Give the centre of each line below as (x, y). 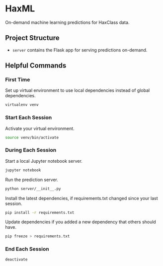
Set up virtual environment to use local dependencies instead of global (78, 90)
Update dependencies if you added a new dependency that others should (81, 222)
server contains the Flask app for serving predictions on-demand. (80, 50)
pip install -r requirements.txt (40, 212)
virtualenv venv (22, 105)
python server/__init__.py (33, 189)
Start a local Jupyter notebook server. (44, 161)
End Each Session (27, 249)
